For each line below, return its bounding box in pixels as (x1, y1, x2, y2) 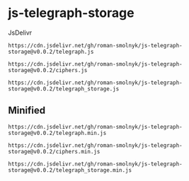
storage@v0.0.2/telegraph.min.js (8, 129, 107, 136)
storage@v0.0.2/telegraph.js (8, 48, 94, 55)
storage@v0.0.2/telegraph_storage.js (8, 85, 120, 93)
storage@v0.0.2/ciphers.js (8, 66, 88, 74)
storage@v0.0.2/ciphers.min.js (8, 148, 101, 155)
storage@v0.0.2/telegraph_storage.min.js (8, 166, 132, 174)
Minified (8, 105, 45, 117)
